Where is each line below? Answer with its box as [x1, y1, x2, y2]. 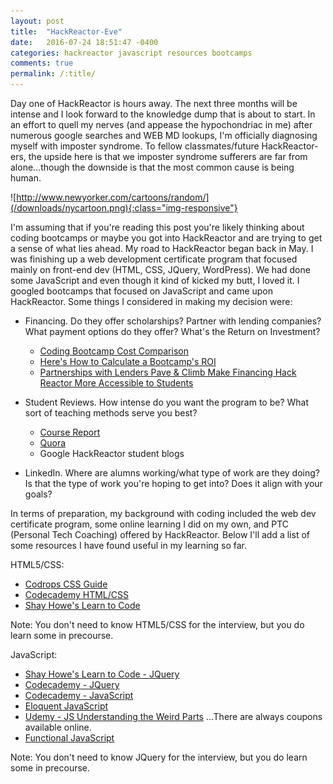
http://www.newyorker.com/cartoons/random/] [16, 191, 210, 203]
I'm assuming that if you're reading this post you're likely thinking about [10, 221, 305, 233]
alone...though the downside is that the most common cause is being [10, 161, 295, 173]
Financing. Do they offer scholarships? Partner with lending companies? [24, 315, 322, 327]
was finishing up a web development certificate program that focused [10, 253, 298, 265]
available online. [24, 721, 92, 733]
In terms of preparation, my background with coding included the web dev [10, 508, 317, 519]
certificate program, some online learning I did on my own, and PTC [10, 518, 290, 530]
